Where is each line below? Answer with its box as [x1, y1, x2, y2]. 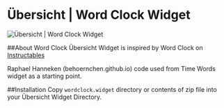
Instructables [7, 51, 45, 59]
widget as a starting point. [7, 72, 82, 80]
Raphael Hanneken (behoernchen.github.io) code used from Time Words [7, 64, 216, 72]
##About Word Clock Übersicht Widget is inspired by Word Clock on [7, 43, 203, 52]
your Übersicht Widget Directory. [7, 93, 102, 101]
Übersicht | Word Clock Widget [7, 7, 191, 23]
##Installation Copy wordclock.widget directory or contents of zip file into [7, 85, 218, 93]
